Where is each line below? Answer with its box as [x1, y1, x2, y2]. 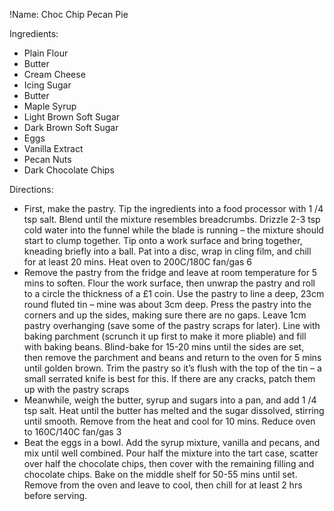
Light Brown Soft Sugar [23, 111, 121, 123]
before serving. [23, 490, 88, 501]
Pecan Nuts [23, 154, 72, 165]
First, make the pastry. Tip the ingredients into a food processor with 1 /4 [23, 203, 324, 214]
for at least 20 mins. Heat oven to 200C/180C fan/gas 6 [23, 256, 252, 268]
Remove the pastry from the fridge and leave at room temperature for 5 [23, 267, 318, 278]
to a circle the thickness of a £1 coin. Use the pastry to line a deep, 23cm [23, 288, 325, 299]
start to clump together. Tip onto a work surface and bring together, [23, 235, 303, 246]
